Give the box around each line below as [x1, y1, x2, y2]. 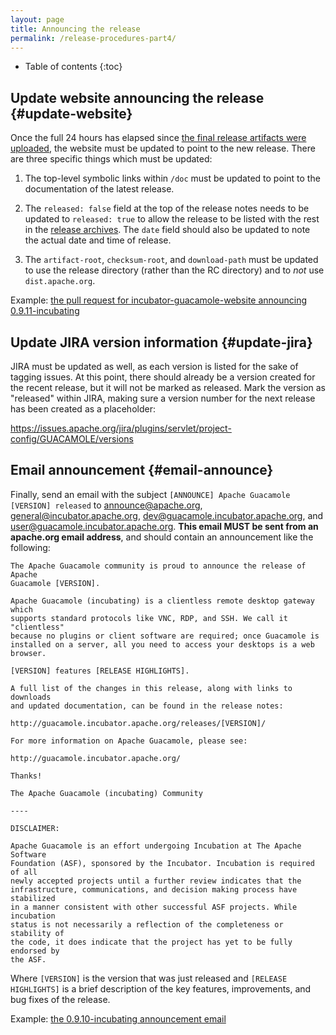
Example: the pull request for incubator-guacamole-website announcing [10, 294, 308, 306]
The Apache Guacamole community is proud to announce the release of [10, 561, 307, 571]
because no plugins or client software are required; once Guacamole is [10, 631, 320, 641]
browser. [10, 648, 47, 658]
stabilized [10, 893, 56, 903]
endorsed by [10, 946, 60, 956]
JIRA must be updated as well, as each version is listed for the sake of [10, 361, 299, 372]
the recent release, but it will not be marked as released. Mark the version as [10, 382, 327, 393]
